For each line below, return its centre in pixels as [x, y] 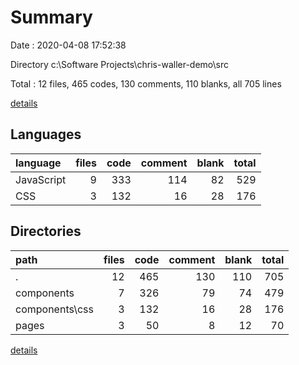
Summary [51, 17]
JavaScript [41, 179]
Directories [46, 231]
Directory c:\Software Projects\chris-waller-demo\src [119, 64]
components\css [54, 309]
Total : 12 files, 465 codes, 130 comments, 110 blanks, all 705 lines [146, 83]
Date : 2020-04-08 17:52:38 [68, 45]
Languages [46, 134]
